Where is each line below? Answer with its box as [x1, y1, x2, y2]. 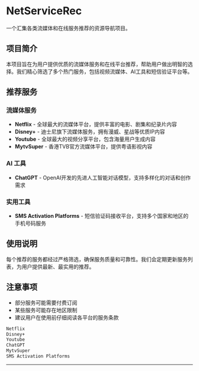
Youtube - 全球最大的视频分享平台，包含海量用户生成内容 [14, 135, 156, 143]
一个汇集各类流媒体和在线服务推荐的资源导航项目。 [6, 24, 131, 31]
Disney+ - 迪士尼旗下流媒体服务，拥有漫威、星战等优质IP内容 [14, 128, 165, 135]
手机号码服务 [14, 220, 46, 227]
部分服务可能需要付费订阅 [14, 299, 78, 306]
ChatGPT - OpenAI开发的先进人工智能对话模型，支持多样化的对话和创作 [14, 174, 191, 181]
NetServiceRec [6, 4, 82, 18]
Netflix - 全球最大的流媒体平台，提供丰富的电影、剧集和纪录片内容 [14, 121, 178, 128]
